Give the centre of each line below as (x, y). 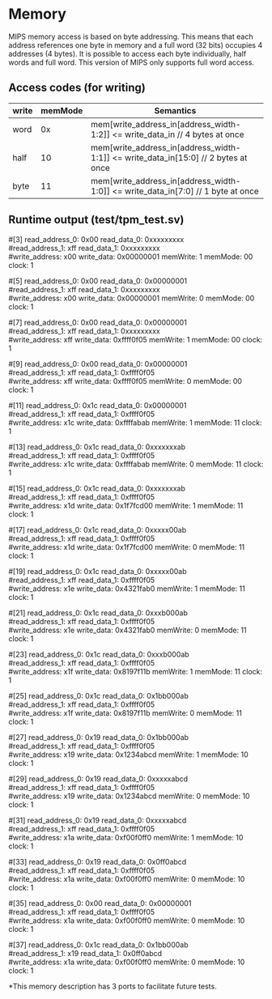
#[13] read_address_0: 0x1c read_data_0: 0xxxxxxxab (97, 447)
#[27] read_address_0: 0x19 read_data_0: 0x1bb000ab (98, 737)
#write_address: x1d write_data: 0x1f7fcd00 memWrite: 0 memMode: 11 (127, 546)
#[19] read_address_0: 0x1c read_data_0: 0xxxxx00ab (98, 571)
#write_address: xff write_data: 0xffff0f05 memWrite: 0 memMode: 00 (125, 380)
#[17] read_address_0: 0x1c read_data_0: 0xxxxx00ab (98, 529)
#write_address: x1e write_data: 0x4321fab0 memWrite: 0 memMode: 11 (127, 630)
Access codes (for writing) (77, 88)
